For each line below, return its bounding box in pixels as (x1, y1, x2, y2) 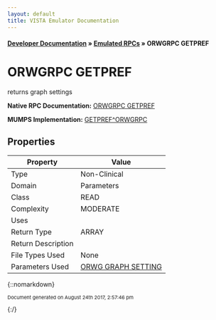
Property (26, 157, 58, 167)
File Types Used (11, 250, 65, 260)
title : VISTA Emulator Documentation (7, 17, 119, 24)
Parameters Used (11, 262, 70, 272)
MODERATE (80, 204, 120, 214)
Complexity (11, 204, 50, 214)
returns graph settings (7, 88, 73, 96)
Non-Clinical (80, 169, 124, 179)
